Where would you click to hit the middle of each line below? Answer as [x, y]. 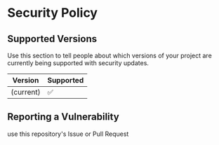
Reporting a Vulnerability [63, 117]
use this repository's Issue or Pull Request [68, 134]
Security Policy [53, 13]
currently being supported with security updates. [78, 63]
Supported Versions [52, 39]
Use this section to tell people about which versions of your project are [109, 55]
